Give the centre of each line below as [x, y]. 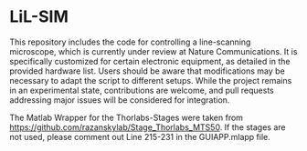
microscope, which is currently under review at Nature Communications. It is [153, 51]
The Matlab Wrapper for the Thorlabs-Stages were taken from [127, 117]
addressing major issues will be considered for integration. [120, 100]
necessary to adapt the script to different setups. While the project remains [151, 80]
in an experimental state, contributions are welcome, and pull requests [142, 90]
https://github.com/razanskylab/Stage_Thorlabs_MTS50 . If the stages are [148, 127]
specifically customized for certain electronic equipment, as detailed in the [150, 61]
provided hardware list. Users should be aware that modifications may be [147, 71]
